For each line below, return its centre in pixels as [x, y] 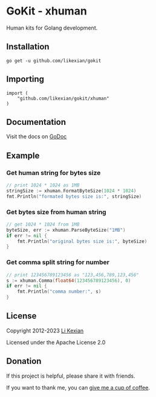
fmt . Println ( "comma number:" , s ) [59, 292]
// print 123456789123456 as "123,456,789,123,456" [73, 275]
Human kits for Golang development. [52, 28]
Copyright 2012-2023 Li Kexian [45, 331]
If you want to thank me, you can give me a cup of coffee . [78, 387]
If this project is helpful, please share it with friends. [71, 376]
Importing [25, 79]
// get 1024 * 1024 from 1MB [43, 224]
